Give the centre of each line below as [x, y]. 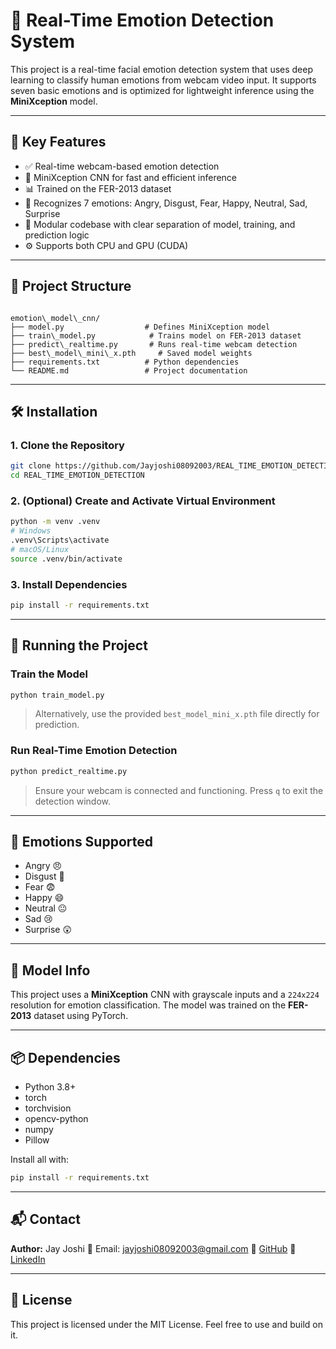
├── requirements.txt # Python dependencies [125, 362]
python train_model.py [57, 695]
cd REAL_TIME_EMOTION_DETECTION [77, 475]
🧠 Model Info [50, 970]
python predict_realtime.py [69, 771]
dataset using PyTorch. [81, 1016]
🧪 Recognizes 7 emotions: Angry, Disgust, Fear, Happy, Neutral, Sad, [166, 203]
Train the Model [49, 674]
